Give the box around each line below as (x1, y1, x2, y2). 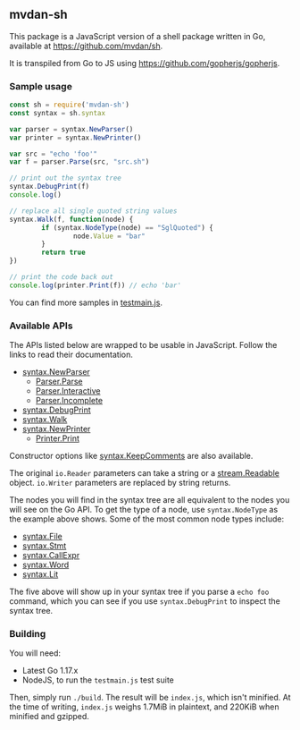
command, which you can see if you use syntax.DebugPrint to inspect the (9, 596, 281, 607)
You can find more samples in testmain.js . (9, 297, 163, 308)
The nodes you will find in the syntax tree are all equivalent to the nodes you (9, 495, 290, 505)
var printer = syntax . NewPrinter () (9, 133, 142, 142)
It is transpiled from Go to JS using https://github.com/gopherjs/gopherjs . (9, 57, 280, 68)
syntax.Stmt (21, 540, 67, 551)
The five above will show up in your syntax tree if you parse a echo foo (9, 586, 270, 598)
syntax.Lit (21, 569, 59, 580)
